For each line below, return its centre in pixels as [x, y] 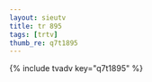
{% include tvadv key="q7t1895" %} [76, 68]
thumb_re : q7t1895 [44, 43]
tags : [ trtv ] [34, 34]
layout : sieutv [38, 18]
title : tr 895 [36, 26]
